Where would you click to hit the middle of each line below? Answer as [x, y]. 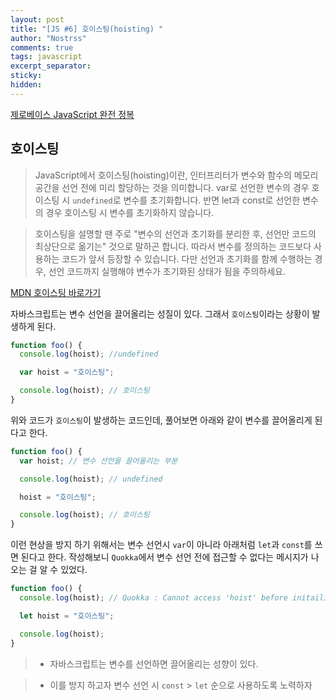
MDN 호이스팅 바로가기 [56, 292]
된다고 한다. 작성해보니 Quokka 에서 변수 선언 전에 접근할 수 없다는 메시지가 [164, 557]
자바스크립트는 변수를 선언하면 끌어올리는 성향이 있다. [154, 663]
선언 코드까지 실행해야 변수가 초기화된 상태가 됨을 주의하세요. [167, 271]
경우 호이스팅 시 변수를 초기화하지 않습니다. [130, 212]
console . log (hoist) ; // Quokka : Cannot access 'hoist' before [153, 598]
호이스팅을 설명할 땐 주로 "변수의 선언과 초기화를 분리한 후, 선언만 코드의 [175, 233]
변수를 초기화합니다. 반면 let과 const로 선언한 [212, 200]
